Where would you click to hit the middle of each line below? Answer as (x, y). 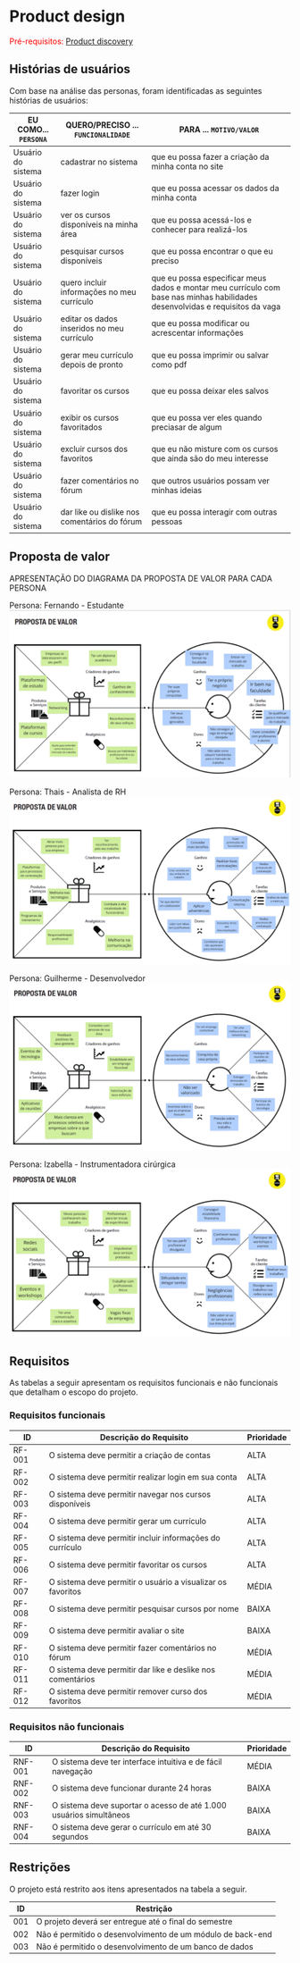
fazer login (80, 193)
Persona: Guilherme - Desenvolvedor (77, 978)
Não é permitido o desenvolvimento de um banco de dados (145, 1946)
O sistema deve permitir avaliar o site (117, 1630)
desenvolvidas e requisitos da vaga (216, 306)
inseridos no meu (92, 328)
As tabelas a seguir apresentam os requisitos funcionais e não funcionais (144, 1383)
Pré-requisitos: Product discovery (71, 41)
